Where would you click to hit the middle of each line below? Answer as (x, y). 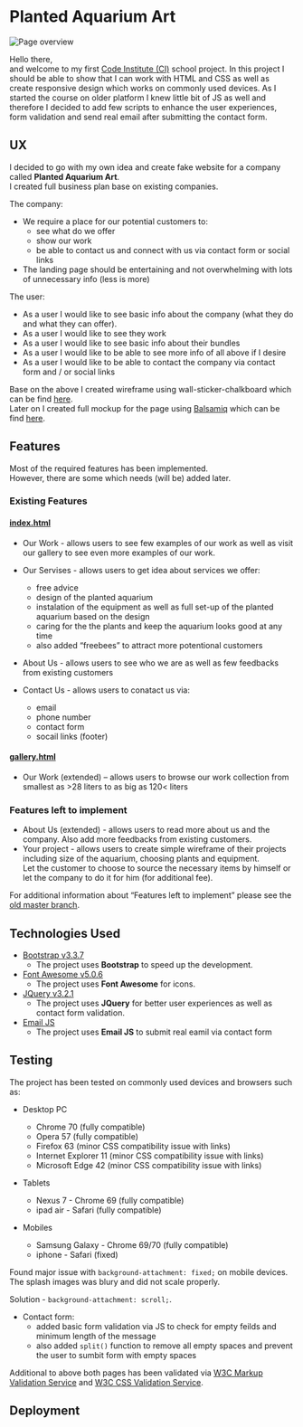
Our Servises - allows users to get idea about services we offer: (141, 570)
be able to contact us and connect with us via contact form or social (163, 250)
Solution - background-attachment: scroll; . (90, 1299)
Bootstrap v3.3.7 (53, 955)
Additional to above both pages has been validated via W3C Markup (137, 1373)
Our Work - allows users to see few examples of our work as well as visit (158, 543)
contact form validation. (80, 1013)
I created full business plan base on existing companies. (114, 186)
